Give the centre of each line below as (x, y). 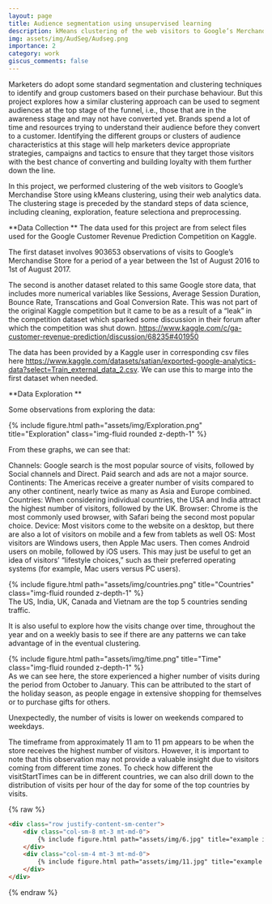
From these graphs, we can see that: (70, 449)
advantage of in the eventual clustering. (75, 643)
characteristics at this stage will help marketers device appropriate (119, 144)
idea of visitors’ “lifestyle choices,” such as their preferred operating (122, 559)
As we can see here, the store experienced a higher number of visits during (134, 676)
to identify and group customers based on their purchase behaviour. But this (136, 92)
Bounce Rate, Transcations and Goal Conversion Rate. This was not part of (133, 302)
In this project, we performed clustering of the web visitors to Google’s (126, 186)
